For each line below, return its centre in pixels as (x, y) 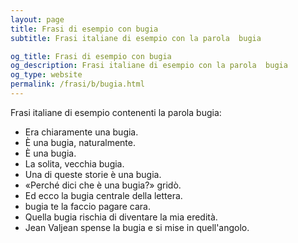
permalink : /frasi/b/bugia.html (77, 84)
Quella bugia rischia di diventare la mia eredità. (121, 217)
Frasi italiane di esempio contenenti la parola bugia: (116, 112)
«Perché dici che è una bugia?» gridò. (103, 185)
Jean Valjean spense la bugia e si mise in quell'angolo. (137, 227)
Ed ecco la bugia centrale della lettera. (103, 195)
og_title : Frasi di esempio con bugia (91, 56)
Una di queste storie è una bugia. (93, 174)
